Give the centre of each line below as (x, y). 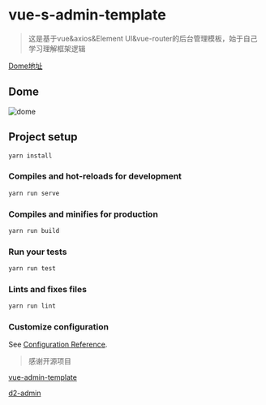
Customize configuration (59, 327)
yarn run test (32, 269)
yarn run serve (34, 193)
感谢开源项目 (49, 361)
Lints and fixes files (48, 289)
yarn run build (34, 231)
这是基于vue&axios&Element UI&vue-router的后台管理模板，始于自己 (143, 38)
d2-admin (25, 393)
